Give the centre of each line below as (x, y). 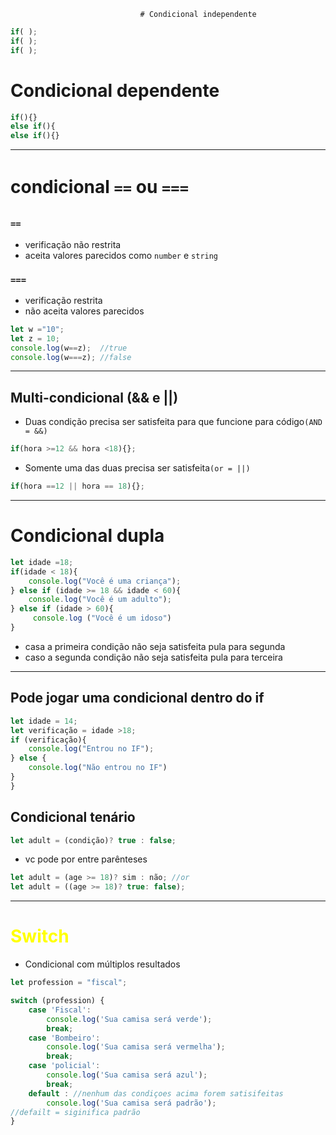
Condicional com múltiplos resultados (102, 964)
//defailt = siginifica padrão (75, 1112)
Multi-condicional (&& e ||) (94, 397)
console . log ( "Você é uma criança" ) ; (105, 581)
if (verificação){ (48, 740)
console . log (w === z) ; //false (71, 357)
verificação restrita (63, 300)
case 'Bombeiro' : (64, 1038)
